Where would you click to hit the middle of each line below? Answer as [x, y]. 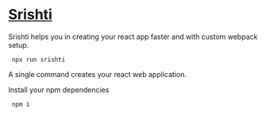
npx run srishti [39, 60]
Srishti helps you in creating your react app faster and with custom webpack [133, 37]
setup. [19, 44]
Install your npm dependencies [59, 90]
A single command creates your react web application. [97, 74]
